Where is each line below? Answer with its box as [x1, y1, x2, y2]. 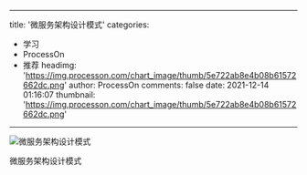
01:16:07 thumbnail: [22, 89, 96, 100]
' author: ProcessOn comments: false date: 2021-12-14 [63, 79, 270, 90]
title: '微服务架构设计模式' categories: [9, 19, 150, 30]
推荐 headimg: [22, 60, 78, 70]
